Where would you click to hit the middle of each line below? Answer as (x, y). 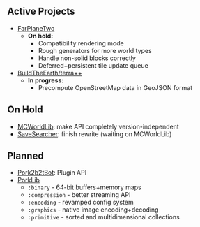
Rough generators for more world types (95, 50)
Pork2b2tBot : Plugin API (52, 173)
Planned (25, 156)
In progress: (46, 80)
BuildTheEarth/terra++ (49, 73)
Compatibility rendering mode (81, 43)
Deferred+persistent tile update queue (93, 65)
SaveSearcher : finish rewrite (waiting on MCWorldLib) (94, 134)
